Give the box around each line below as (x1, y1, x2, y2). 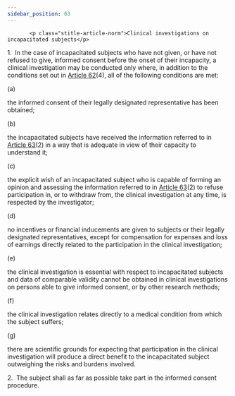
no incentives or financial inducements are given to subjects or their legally (7, 225, 225, 234)
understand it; (7, 148, 48, 156)
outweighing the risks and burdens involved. (7, 359, 136, 368)
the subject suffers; (7, 317, 64, 325)
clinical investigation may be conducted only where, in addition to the (7, 63, 208, 71)
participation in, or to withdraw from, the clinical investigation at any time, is (7, 190, 227, 198)
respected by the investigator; (7, 198, 94, 206)
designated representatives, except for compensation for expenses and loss (7, 232, 228, 241)
